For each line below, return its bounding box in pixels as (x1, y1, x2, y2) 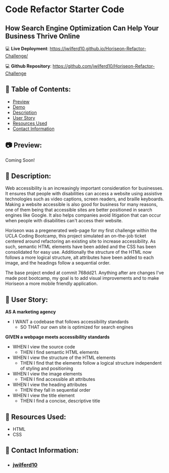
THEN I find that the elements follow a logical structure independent (20, 360, 162, 366)
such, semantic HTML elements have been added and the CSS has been (5, 244, 156, 250)
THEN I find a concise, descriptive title (20, 398, 100, 404)
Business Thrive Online (5, 32, 80, 40)
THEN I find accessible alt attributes (20, 376, 95, 382)
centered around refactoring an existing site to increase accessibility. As (5, 238, 156, 245)
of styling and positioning (20, 365, 73, 372)
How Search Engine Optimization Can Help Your (5, 24, 159, 33)
